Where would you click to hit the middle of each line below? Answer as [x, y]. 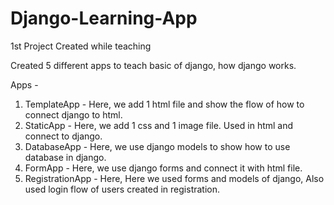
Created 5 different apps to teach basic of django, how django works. [153, 65]
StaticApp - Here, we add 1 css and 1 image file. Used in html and [159, 125]
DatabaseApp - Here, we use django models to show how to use [157, 146]
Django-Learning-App [104, 18]
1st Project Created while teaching [81, 46]
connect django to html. [73, 114]
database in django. [65, 157]
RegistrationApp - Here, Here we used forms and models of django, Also [174, 178]
